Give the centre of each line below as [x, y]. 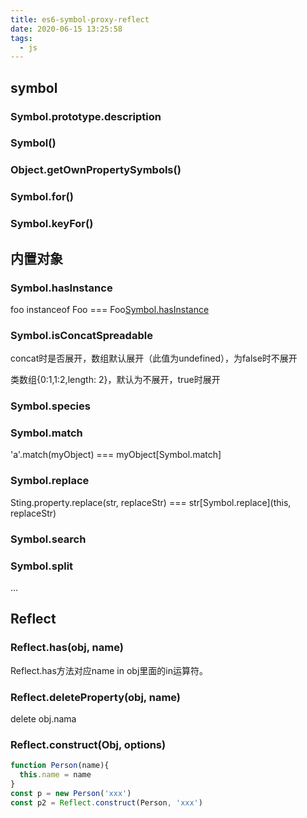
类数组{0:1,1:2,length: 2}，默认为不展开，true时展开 [115, 380]
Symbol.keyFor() [52, 224]
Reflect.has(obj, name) [67, 648]
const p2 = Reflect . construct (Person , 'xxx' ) [106, 802]
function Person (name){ [60, 766]
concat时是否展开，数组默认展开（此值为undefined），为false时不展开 [154, 358]
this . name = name [55, 775]
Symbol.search [48, 539]
